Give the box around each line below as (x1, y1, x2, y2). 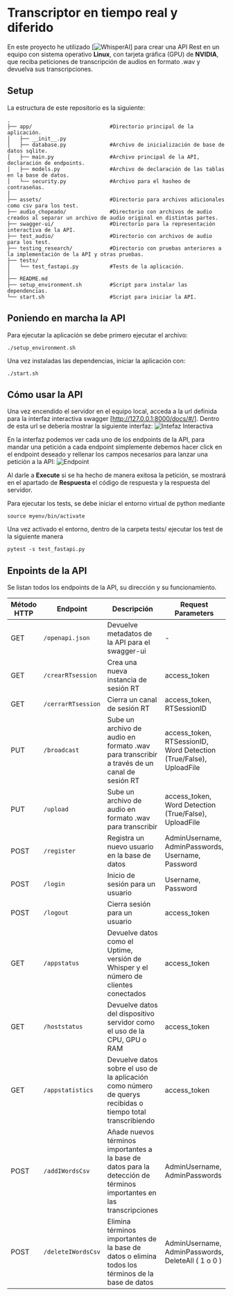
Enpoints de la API (7, 565, 87, 577)
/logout (43, 909, 69, 917)
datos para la (107, 1162, 150, 1171)
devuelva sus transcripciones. (7, 65, 94, 73)
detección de (107, 1171, 150, 1181)
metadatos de (107, 629, 153, 639)
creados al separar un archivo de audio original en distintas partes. (7, 214, 218, 221)
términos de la (107, 1269, 154, 1279)
